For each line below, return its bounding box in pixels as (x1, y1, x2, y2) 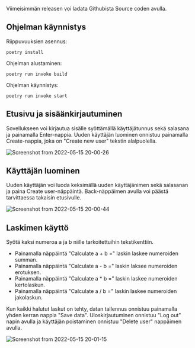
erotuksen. (14, 269, 41, 276)
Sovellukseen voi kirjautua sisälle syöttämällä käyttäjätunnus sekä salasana (6, 124, 190, 132)
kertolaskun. (14, 281, 46, 289)
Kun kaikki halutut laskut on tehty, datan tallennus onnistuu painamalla (6, 305, 178, 312)
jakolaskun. (14, 294, 43, 301)
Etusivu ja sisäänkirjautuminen (6, 109, 123, 119)
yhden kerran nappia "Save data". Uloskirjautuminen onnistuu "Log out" (6, 312, 181, 319)
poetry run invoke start (6, 93, 68, 99)
